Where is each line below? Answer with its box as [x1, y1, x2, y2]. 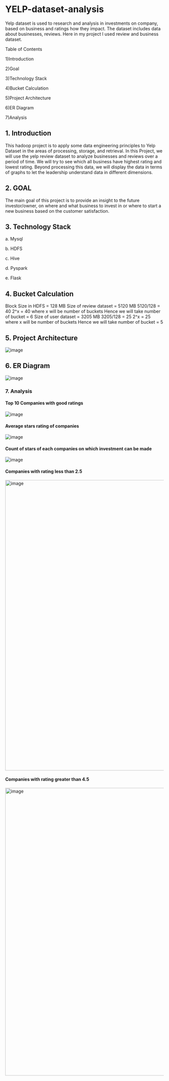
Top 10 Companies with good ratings [5, 400, 83, 406]
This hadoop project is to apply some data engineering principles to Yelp [5, 142, 156, 148]
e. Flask [5, 275, 22, 281]
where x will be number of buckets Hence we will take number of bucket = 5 [5, 319, 163, 325]
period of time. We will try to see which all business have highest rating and [5, 158, 162, 164]
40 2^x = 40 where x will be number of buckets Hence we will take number [5, 309, 161, 315]
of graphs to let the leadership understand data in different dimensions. [5, 169, 153, 175]
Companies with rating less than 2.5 [5, 468, 82, 474]
